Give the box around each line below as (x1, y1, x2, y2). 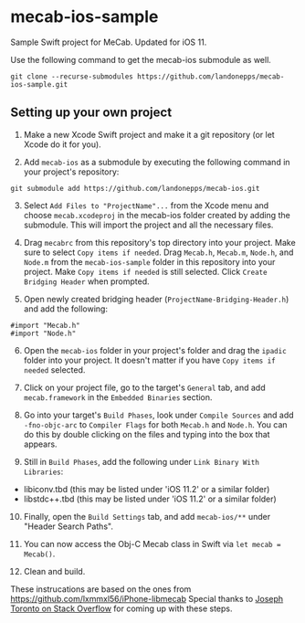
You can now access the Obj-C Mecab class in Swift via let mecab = (23, 538, 281, 549)
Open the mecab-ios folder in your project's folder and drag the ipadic (23, 344, 287, 355)
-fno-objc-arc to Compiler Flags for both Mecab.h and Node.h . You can (23, 418, 288, 430)
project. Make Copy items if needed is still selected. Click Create (23, 266, 268, 277)
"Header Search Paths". (23, 521, 113, 532)
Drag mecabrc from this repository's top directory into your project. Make (23, 237, 296, 248)
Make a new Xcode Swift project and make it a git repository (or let (23, 129, 275, 140)
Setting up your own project (10, 105, 173, 121)
